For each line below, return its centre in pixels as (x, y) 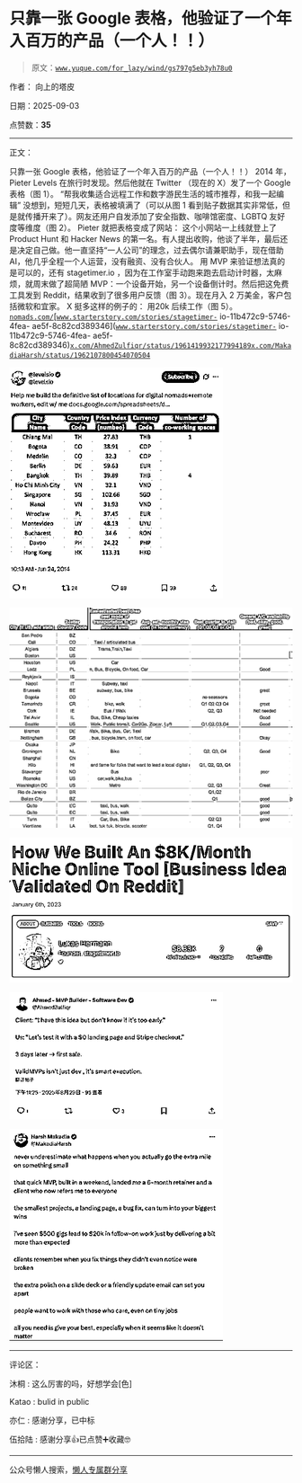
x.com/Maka (271, 346)
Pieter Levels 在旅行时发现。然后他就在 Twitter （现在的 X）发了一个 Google (150, 182)
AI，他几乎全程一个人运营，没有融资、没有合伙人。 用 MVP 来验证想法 (139, 261)
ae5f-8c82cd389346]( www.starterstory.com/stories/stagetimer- (154, 325)
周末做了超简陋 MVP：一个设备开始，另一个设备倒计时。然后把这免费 (161, 283)
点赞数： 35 (30, 124)
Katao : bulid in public (49, 1401)
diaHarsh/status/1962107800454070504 (80, 355)
